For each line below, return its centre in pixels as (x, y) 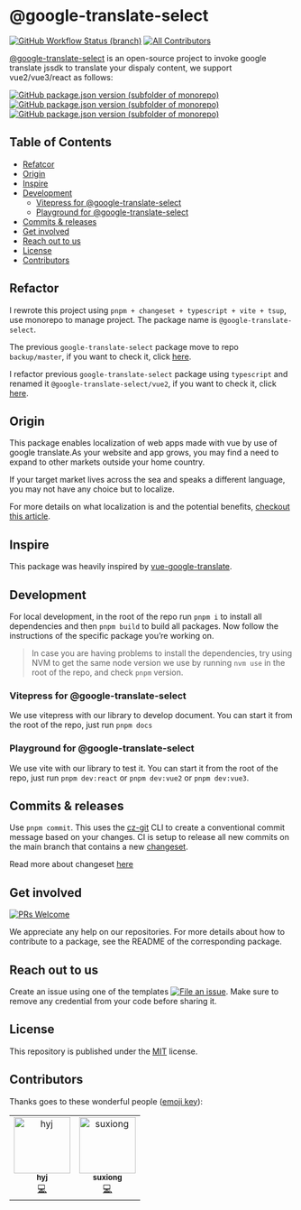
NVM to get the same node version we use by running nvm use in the (158, 663)
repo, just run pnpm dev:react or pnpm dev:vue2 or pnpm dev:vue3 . (129, 778)
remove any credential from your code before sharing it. (113, 1002)
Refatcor (38, 164)
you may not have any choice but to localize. (92, 489)
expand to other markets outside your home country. (107, 462)
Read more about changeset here (71, 864)
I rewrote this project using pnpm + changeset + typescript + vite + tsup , (148, 310)
